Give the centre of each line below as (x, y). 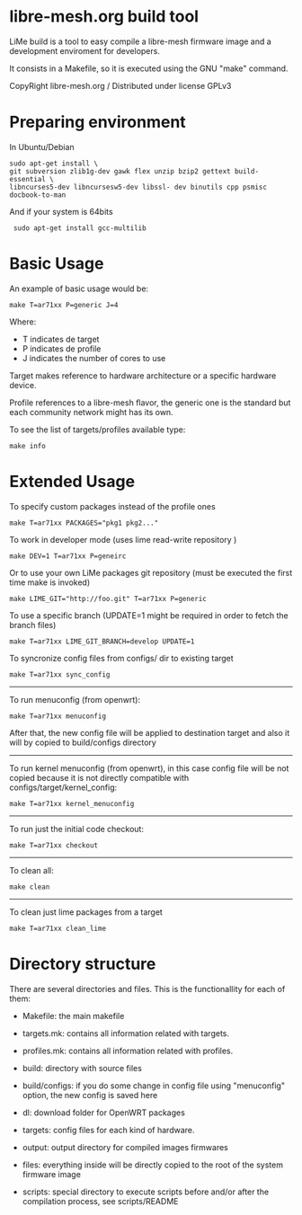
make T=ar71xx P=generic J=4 (64, 305)
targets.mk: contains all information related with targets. (126, 1033)
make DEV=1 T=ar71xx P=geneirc (68, 556)
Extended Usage (72, 482)
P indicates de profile (62, 349)
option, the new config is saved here (90, 1095)
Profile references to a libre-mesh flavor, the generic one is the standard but (150, 403)
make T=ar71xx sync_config (60, 674)
